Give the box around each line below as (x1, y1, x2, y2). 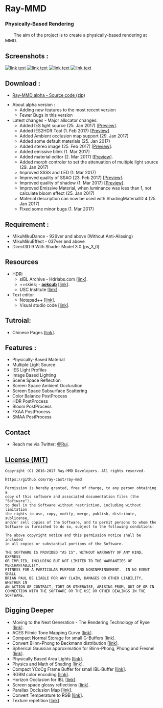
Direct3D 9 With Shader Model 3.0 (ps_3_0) (12, 243, 100, 249)
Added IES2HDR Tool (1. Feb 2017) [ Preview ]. (19, 128, 111, 134)
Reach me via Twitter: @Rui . (12, 441, 70, 447)
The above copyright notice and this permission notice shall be (5, 533, 141, 538)
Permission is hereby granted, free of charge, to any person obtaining (5, 485, 157, 491)
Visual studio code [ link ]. (19, 302, 70, 308)
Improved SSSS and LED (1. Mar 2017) (19, 170, 96, 176)
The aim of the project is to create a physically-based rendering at (13, 32, 147, 38)
